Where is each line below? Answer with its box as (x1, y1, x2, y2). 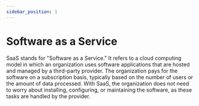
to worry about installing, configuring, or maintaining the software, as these (6, 86, 192, 93)
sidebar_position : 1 (6, 8, 58, 15)
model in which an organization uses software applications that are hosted (6, 60, 190, 68)
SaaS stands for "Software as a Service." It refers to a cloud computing (6, 54, 182, 62)
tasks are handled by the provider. (6, 92, 91, 99)
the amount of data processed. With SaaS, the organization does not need (6, 80, 189, 87)
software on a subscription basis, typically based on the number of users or (6, 73, 194, 81)
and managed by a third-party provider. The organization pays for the (6, 67, 178, 74)
